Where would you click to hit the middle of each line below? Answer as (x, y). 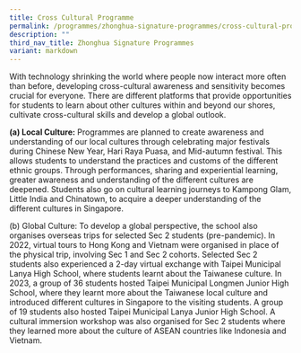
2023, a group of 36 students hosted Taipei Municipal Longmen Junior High (149, 283)
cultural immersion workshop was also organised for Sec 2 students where (147, 322)
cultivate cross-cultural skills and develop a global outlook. (118, 115)
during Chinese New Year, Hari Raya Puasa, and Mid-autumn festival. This (146, 151)
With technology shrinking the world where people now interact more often (148, 76)
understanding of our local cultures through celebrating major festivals (140, 142)
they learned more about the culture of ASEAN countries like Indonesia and (148, 331)
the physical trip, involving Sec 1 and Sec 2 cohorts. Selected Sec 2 (133, 255)
